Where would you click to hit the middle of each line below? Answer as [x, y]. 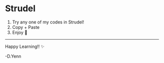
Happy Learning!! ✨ [25, 46]
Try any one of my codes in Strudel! [48, 22]
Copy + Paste [26, 27]
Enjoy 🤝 [20, 32]
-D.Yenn [13, 56]
